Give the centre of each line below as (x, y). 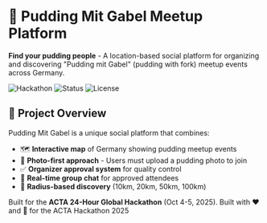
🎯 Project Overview (58, 114)
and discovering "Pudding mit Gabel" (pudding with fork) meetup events (128, 64)
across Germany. (37, 72)
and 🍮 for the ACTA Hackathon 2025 (69, 210)
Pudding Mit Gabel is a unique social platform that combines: (109, 132)
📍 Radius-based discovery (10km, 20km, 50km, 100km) (113, 186)
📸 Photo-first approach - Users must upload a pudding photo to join (133, 160)
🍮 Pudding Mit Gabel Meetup (106, 16)
